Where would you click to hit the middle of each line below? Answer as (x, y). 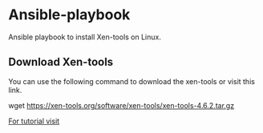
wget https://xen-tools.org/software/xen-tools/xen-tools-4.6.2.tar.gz (121, 105)
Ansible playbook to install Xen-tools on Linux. (85, 37)
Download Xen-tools (61, 62)
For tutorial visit (34, 121)
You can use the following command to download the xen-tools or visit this (131, 81)
